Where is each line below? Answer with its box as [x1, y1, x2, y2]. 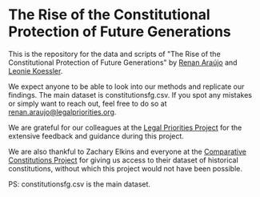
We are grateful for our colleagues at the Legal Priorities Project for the [8, 123, 242, 132]
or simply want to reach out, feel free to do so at [8, 98, 167, 108]
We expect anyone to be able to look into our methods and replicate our [8, 82, 245, 91]
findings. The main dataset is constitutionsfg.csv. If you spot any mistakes [8, 90, 252, 99]
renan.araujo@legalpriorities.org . [8, 107, 117, 117]
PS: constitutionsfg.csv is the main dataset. [8, 179, 150, 189]
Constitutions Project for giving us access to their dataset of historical [8, 155, 238, 165]
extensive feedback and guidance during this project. [8, 131, 184, 141]
